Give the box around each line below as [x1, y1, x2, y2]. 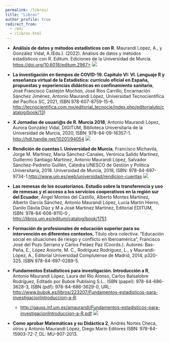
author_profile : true [5, 17, 51, 22]
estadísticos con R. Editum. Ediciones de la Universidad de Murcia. [12, 56, 152, 61]
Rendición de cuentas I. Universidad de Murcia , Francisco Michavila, [12, 146, 158, 152]
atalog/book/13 [12, 110, 45, 115]
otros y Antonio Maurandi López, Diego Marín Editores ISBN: [12, 326, 139, 331]
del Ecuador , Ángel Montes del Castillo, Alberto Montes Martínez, [12, 194, 150, 200]
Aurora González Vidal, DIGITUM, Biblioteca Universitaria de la [12, 125, 143, 130]
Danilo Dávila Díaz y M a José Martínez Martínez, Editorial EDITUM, [12, 205, 153, 211]
